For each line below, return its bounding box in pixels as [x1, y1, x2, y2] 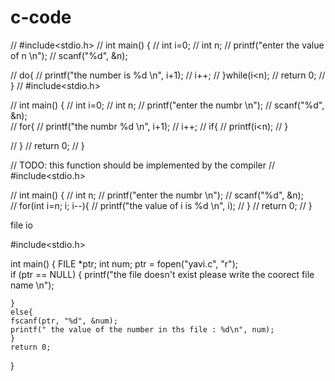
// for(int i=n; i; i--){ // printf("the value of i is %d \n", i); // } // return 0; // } [10, 199, 313, 211]
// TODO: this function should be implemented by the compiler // [10, 159, 276, 171]
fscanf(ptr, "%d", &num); [10, 316, 118, 326]
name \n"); [10, 279, 55, 291]
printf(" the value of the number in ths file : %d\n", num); [10, 324, 275, 335]
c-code [10, 6, 72, 29]
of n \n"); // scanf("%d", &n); [10, 49, 128, 61]
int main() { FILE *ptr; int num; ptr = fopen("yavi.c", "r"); [10, 257, 238, 270]
